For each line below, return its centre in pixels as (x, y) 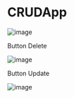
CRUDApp (37, 12)
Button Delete (27, 45)
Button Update (29, 73)
